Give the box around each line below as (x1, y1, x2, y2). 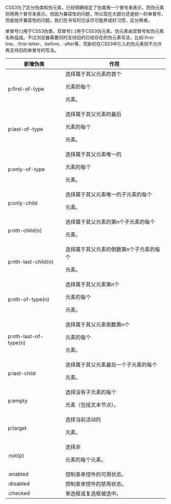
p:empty (8, 397, 28, 404)
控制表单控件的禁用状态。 (65, 481, 127, 487)
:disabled (8, 480, 30, 487)
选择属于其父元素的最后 (65, 111, 122, 117)
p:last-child (8, 370, 36, 376)
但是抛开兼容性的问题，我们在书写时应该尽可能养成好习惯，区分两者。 (5, 17, 153, 23)
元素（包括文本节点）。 (65, 401, 119, 408)
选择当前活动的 (65, 416, 101, 423)
